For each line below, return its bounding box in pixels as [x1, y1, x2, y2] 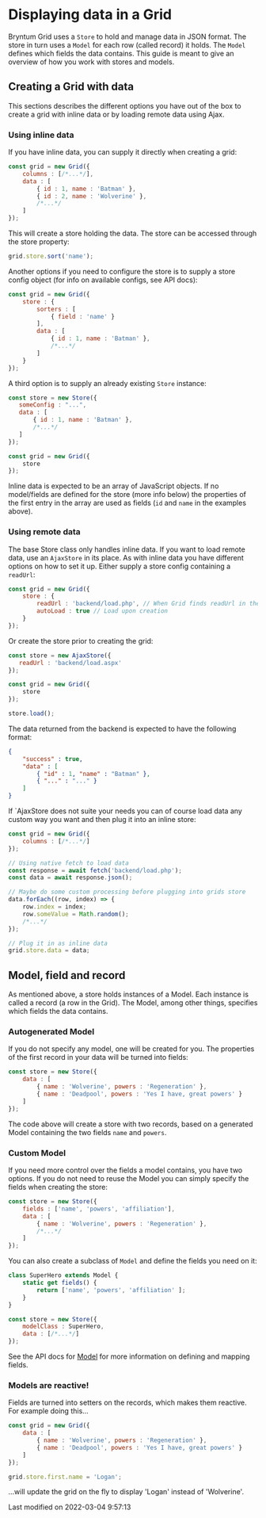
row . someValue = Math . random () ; [22, 910, 129, 918]
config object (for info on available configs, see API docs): [8, 275, 198, 285]
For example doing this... [8, 1406, 89, 1416]
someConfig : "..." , [18, 401, 87, 409]
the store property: [8, 237, 70, 247]
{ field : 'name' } [50, 312, 115, 320]
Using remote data [8, 526, 81, 537]
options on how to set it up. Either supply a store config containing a [8, 561, 231, 571]
